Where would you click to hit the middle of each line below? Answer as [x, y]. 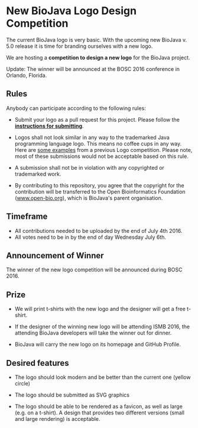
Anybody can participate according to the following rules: [76, 108]
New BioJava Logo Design [72, 11]
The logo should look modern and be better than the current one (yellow [103, 377]
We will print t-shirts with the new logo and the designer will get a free [100, 309]
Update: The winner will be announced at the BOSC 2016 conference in [93, 69]
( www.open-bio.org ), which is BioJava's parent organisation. [89, 198]
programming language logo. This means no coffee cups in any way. [98, 144]
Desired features [38, 363]
